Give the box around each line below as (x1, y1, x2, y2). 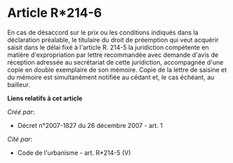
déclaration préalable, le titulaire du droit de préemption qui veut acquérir (7, 35, 219, 44)
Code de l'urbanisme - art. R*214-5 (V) (17, 148, 131, 157)
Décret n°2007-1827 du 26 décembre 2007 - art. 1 (17, 121, 164, 129)
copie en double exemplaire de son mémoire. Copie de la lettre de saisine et (7, 65, 227, 74)
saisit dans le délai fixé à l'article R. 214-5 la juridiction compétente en (7, 43, 209, 51)
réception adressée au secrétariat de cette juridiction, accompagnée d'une (7, 58, 224, 66)
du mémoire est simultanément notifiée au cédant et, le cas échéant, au (7, 72, 215, 81)
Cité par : (7, 135, 33, 143)
